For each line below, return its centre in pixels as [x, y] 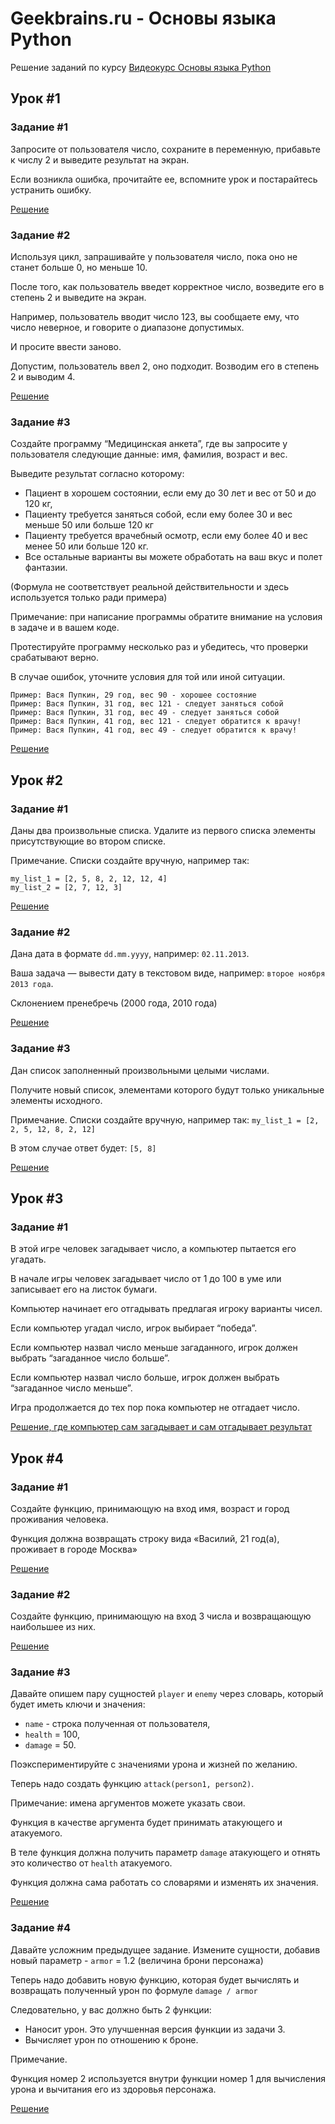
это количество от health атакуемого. [91, 1863]
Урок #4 [37, 1458]
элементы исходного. [56, 1100]
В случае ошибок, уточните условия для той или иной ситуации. [148, 677]
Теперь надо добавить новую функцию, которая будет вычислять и [155, 1979]
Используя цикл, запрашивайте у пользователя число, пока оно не [154, 256]
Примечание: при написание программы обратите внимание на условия [166, 617]
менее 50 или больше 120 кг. [86, 546]
